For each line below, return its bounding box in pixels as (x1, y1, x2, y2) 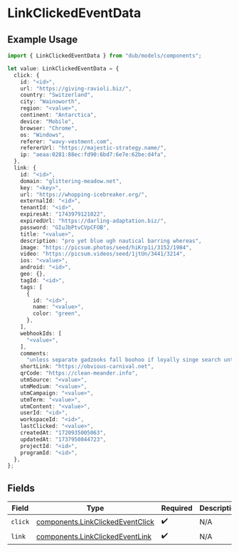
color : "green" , (33, 310, 81, 318)
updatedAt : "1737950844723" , (20, 436, 107, 443)
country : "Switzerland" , (20, 91, 94, 99)
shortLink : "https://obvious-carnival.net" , (20, 363, 154, 370)
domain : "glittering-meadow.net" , (20, 177, 122, 184)
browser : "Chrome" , (20, 125, 78, 132)
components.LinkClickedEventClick (36, 516, 155, 526)
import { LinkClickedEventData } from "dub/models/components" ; (7, 52, 202, 59)
